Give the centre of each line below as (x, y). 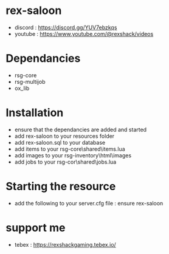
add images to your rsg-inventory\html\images (73, 155)
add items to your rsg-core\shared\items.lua (70, 149)
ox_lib (22, 88)
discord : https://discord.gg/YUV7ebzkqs (66, 27)
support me (36, 228)
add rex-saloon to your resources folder (64, 136)
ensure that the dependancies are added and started (81, 129)
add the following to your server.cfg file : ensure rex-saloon (89, 203)
